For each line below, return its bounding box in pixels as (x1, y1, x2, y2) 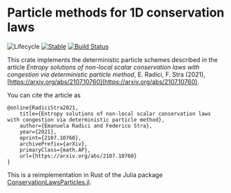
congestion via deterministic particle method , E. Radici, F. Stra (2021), (7, 70, 205, 79)
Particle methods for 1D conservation (7, 5, 225, 21)
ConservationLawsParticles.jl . (7, 178, 92, 186)
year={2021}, (19, 128, 57, 135)
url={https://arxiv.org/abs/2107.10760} (19, 152, 137, 159)
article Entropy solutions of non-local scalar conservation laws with (7, 63, 200, 71)
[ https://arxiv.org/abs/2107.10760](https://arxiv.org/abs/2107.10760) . (7, 77, 200, 85)
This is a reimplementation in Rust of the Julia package (7, 170, 163, 179)
